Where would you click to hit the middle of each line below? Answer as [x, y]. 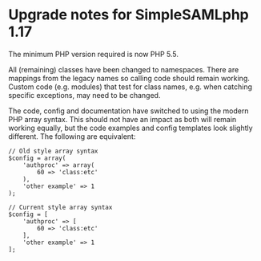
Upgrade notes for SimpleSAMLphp [129, 15]
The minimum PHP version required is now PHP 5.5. [93, 54]
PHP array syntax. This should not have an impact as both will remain [122, 119]
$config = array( [37, 158]
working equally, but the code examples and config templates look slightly [131, 128]
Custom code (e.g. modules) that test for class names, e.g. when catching [130, 87]
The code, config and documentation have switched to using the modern [128, 111]
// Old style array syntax [53, 151]
